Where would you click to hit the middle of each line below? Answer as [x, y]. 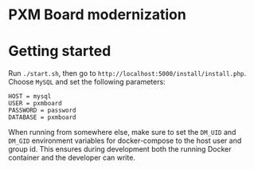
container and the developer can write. [72, 158]
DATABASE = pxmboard [43, 117]
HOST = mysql [30, 97]
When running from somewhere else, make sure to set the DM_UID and [122, 132]
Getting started [60, 51]
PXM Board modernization [98, 15]
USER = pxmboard [35, 104]
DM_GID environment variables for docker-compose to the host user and [125, 140]
